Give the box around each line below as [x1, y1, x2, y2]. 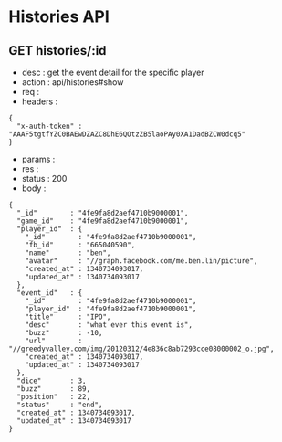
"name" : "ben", [25, 248, 111, 258]
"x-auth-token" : [16, 121, 83, 131]
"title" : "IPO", [25, 312, 111, 321]
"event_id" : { [16, 289, 83, 298]
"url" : [25, 336, 83, 345]
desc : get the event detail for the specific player [21, 67, 204, 78]
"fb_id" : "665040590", [25, 240, 136, 249]
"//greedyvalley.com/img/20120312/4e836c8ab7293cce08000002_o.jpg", [8, 344, 275, 353]
